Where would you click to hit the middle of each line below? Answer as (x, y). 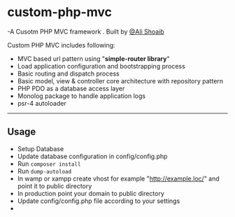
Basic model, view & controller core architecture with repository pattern (120, 80)
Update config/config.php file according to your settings (99, 201)
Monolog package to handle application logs (81, 96)
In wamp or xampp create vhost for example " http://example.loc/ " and (119, 178)
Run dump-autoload (44, 171)
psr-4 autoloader (42, 103)
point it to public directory (55, 185)
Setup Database (41, 148)
